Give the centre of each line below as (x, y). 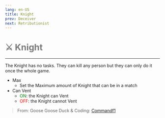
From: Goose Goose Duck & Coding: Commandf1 (66, 111)
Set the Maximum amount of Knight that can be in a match (78, 86)
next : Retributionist (27, 23)
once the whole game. (28, 71)
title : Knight (20, 14)
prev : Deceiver (21, 19)
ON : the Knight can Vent (44, 96)
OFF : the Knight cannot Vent (48, 101)
